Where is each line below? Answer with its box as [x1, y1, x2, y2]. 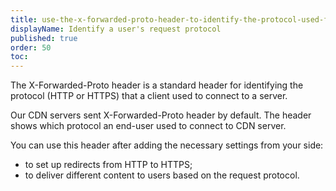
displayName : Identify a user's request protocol [10, 24, 222, 34]
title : [10, 14, 38, 25]
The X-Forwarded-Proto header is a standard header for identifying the [10, 79, 304, 91]
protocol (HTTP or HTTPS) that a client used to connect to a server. [10, 90, 288, 102]
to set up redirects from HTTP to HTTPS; [24, 159, 193, 171]
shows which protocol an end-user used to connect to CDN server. [10, 120, 287, 132]
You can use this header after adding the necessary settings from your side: [10, 139, 324, 151]
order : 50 [10, 42, 52, 53]
